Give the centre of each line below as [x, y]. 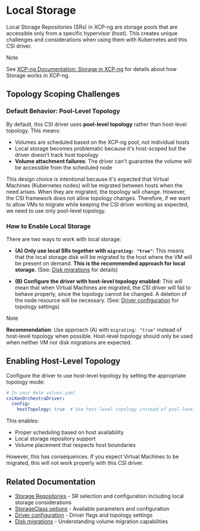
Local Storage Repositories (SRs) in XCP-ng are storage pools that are [92, 27]
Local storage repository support [55, 439]
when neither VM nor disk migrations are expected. [69, 342]
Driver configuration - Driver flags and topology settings [84, 515]
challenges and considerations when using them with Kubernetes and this [97, 39]
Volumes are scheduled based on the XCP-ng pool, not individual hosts [102, 142]
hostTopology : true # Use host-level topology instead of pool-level [106, 409]
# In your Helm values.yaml [41, 393]
